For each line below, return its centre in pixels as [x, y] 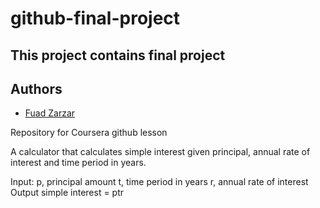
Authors [36, 88]
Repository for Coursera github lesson [89, 133]
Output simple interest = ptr [67, 193]
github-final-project [95, 18]
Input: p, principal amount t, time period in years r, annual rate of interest [159, 182]
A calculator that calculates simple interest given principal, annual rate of [160, 152]
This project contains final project [118, 55]
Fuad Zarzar [50, 113]
